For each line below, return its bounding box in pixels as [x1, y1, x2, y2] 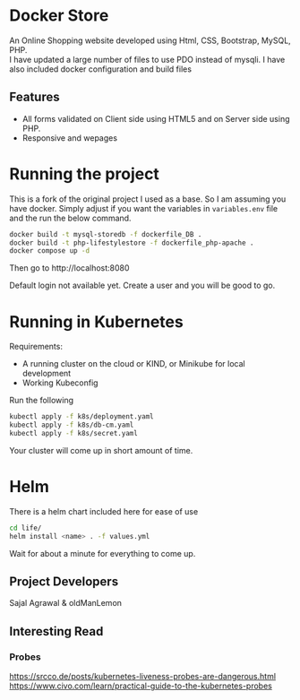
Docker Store [9, 5, 109, 26]
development [21, 368, 72, 379]
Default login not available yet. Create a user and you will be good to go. [9, 280, 276, 291]
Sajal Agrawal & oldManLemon [9, 598, 123, 609]
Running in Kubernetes [9, 311, 184, 332]
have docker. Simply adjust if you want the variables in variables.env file [9, 203, 279, 213]
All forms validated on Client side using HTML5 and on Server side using [21, 113, 290, 124]
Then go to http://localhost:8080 [9, 263, 130, 273]
